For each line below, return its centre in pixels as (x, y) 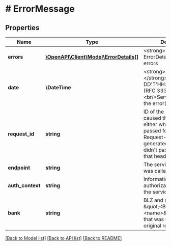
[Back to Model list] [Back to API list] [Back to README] (64, 238)
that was (154, 219)
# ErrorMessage (40, 9)
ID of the (154, 112)
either (150, 124)
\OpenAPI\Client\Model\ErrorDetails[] (92, 57)
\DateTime (58, 87)
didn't (150, 150)
